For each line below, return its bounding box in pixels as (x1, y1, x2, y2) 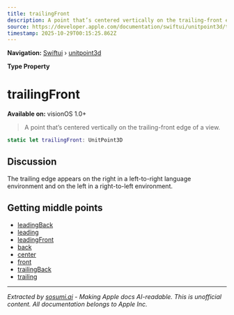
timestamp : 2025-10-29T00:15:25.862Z (7, 29, 117, 37)
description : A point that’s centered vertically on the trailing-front (7, 17, 223, 24)
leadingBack (17, 220, 54, 229)
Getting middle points (7, 202, 103, 214)
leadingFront (17, 235, 54, 244)
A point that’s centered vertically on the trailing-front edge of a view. (24, 123, 221, 132)
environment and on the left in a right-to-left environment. (7, 182, 173, 190)
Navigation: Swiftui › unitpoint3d (7, 49, 102, 57)
